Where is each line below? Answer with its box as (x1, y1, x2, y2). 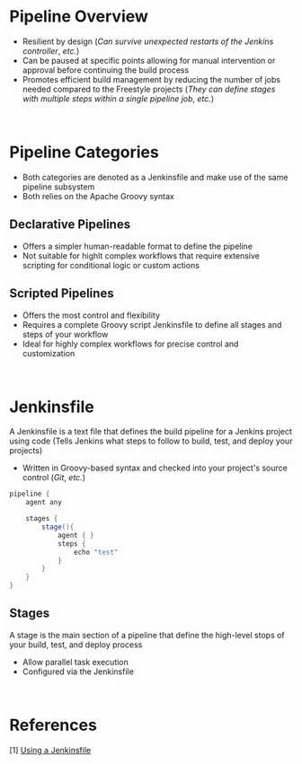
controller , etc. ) (22, 45, 80, 56)
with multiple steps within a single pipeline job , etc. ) (22, 92, 214, 104)
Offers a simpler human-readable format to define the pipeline (22, 241, 253, 251)
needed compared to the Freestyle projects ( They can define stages (22, 83, 276, 94)
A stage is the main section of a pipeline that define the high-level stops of (9, 629, 285, 640)
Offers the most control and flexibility (22, 310, 160, 321)
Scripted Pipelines (9, 285, 114, 302)
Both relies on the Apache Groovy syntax (22, 190, 175, 201)
